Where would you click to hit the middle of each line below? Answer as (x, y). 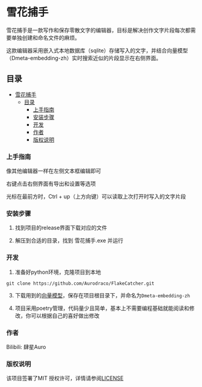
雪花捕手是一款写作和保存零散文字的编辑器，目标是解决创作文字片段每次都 (98, 30)
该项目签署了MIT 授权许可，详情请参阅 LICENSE (65, 378)
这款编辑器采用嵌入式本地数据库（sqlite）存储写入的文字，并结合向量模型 (97, 50)
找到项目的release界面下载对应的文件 (61, 228)
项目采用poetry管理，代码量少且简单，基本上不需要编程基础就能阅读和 (102, 308)
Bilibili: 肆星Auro (26, 347)
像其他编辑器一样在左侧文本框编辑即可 (54, 171)
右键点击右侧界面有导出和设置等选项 (51, 184)
